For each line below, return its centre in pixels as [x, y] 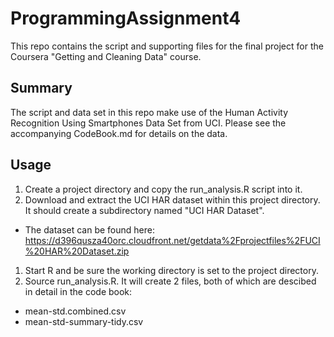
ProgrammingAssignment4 [126, 18]
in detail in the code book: [78, 291]
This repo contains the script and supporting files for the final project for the [167, 46]
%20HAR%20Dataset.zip [77, 251]
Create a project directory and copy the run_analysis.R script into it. [163, 189]
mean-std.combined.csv [75, 311]
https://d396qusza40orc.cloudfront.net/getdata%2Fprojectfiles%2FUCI [172, 240]
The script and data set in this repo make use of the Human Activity [149, 112]
